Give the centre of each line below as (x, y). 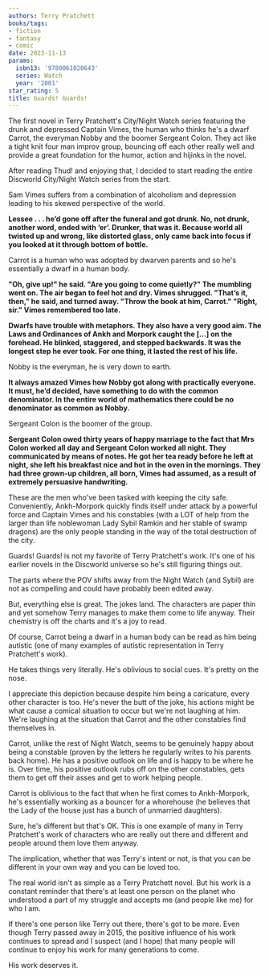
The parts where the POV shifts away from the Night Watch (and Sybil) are (131, 580)
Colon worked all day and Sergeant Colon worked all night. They (118, 448)
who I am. (24, 908)
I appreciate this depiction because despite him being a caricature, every (129, 694)
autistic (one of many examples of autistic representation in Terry (116, 645)
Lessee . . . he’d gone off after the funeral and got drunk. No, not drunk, (129, 219)
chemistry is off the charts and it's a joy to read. (88, 621)
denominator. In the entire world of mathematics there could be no (121, 400)
